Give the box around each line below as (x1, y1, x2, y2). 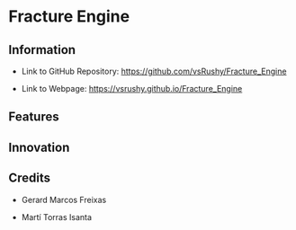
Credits (8, 171, 51, 186)
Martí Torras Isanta (21, 211, 92, 222)
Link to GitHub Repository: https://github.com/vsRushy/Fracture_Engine (21, 66, 287, 76)
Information (8, 42, 76, 57)
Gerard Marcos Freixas (21, 194, 107, 205)
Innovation (8, 139, 70, 155)
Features (8, 110, 59, 125)
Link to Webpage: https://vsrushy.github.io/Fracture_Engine (21, 84, 243, 93)
